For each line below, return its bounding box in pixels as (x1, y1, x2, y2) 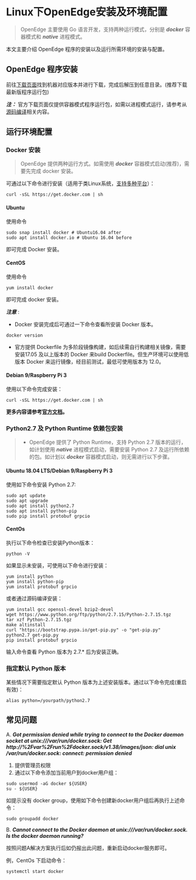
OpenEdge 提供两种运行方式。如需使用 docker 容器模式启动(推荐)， (20, 160, 184, 167)
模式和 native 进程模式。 (25, 33, 86, 40)
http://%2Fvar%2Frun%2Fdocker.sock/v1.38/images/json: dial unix (6, 743, 177, 750)
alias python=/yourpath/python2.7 (6, 698, 91, 704)
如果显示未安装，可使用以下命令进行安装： (6, 561, 109, 569)
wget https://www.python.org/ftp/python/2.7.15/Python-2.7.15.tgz (6, 611, 171, 618)
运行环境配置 (6, 127, 53, 137)
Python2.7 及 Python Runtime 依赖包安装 (6, 424, 123, 432)
